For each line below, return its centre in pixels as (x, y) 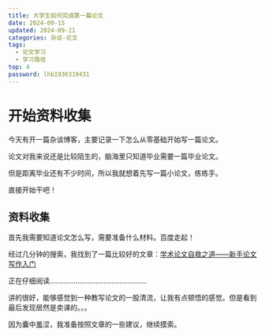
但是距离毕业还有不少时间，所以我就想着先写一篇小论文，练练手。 (115, 173)
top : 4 (19, 67)
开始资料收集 (50, 116)
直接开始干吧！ (32, 190)
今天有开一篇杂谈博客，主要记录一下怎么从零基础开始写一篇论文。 (115, 139)
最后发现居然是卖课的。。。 (50, 308)
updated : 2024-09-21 (42, 30)
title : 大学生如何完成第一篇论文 (56, 15)
